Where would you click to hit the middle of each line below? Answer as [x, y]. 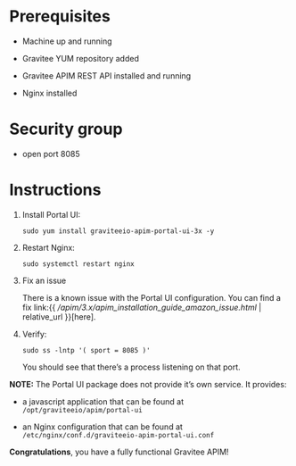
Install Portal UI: [51, 214]
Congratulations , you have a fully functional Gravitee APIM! [119, 452]
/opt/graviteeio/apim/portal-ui [82, 410]
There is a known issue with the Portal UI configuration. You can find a [151, 297]
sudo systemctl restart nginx [78, 264]
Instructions [55, 190]
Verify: [34, 334]
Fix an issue [44, 280]
